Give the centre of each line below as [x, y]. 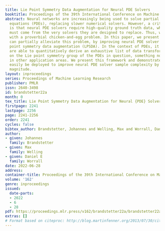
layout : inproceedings [28, 74]
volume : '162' [20, 180]
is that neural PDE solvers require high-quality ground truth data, [82, 28]
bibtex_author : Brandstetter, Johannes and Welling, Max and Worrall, [79, 129]
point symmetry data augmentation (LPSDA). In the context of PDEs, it [84, 46]
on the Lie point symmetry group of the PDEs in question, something [82, 56]
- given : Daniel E [24, 156]
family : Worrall [26, 161]
